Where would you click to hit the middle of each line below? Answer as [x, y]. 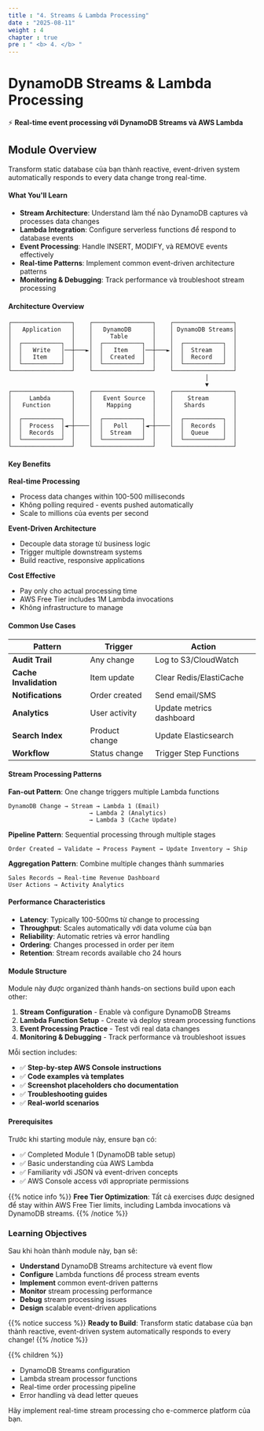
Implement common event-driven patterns [89, 1282]
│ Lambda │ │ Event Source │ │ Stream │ [123, 399]
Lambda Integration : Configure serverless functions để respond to [128, 230]
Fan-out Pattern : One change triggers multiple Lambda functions [114, 792]
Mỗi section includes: [42, 1052]
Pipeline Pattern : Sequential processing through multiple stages [112, 834]
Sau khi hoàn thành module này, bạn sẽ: [73, 1250]
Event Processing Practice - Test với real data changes [110, 1029]
